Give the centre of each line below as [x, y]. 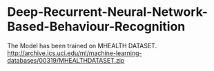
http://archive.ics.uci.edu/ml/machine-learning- [75, 53]
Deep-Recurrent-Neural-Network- [108, 12]
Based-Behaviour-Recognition [96, 27]
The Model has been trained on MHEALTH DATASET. [82, 45]
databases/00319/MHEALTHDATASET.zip [66, 60]
